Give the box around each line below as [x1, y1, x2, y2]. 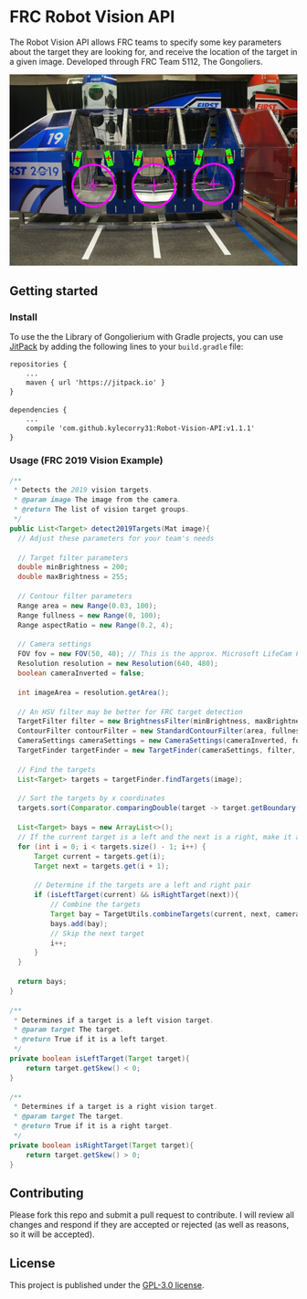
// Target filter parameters [17, 553, 129, 563]
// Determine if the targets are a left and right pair [33, 881, 251, 890]
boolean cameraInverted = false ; [17, 669, 145, 678]
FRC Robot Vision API [9, 6, 175, 27]
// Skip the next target [49, 929, 145, 938]
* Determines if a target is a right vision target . [13, 1103, 219, 1112]
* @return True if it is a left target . [13, 1035, 170, 1044]
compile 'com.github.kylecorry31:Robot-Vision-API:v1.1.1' [26, 424, 256, 433]
